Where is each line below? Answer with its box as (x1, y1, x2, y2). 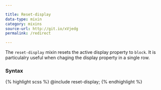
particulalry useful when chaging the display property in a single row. (5, 54, 150, 61)
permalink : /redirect (5, 31, 51, 36)
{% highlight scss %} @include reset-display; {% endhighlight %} (5, 79, 143, 85)
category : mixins (5, 21, 42, 26)
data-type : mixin (5, 16, 42, 22)
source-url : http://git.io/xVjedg (5, 26, 79, 31)
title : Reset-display (5, 12, 51, 17)
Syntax (5, 67, 23, 74)
